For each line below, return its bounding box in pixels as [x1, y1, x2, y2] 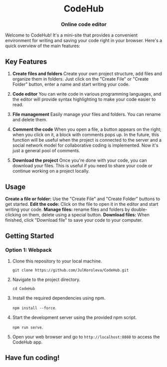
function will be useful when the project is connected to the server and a [12, 137, 162, 143]
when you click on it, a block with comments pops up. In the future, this [12, 132, 160, 138]
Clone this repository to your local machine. [12, 258, 102, 264]
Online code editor [60, 21, 107, 28]
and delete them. [12, 117, 47, 123]
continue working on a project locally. [12, 168, 90, 174]
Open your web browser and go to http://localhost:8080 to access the [12, 333, 160, 339]
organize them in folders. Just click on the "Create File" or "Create [12, 76, 149, 82]
